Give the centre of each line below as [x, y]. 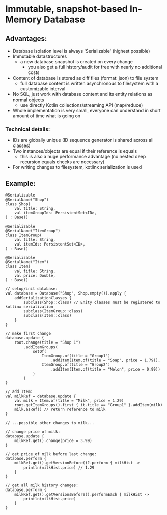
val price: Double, [35, 276]
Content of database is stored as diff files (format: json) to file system [86, 78]
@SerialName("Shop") [27, 200]
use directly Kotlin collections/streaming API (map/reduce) [81, 105]
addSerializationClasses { [43, 298]
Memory [24, 20]
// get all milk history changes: [42, 485]
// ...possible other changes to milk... [50, 423]
